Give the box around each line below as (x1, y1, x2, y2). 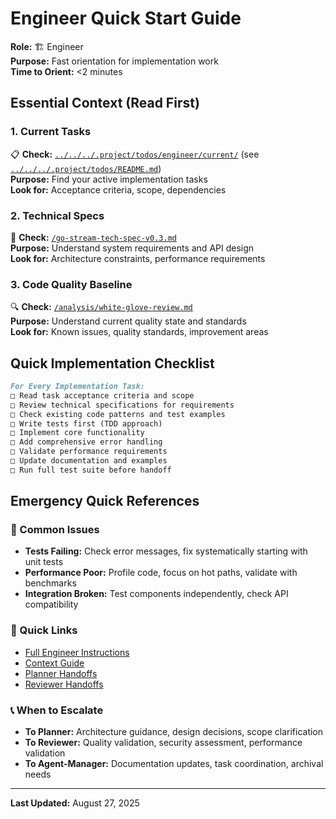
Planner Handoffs (24, 667, 98, 679)
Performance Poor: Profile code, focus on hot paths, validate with (24, 567, 298, 579)
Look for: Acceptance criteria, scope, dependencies (10, 183, 227, 196)
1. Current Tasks (10, 125, 92, 139)
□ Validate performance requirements (10, 447, 168, 457)
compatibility (24, 598, 79, 611)
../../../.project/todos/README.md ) (10, 162, 162, 174)
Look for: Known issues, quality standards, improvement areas (10, 326, 269, 338)
